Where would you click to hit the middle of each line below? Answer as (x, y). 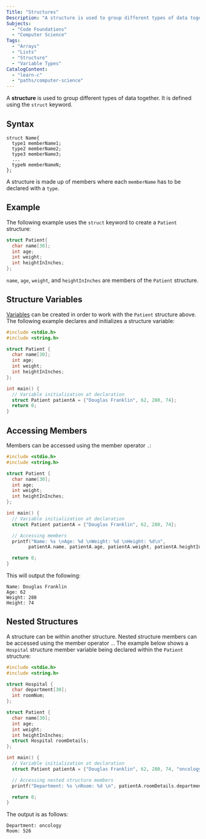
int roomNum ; (29, 696)
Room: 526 (19, 831)
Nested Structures (42, 622)
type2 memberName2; (37, 149)
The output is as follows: (37, 814)
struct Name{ (23, 138)
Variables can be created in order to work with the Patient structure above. (101, 314)
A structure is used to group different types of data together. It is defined (99, 98)
